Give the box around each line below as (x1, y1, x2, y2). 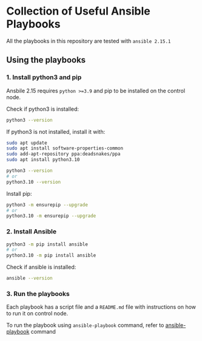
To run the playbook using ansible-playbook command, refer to (6, 322, 164, 329)
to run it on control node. (6, 310, 69, 317)
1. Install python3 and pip (6, 73, 82, 81)
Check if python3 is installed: (6, 105, 79, 112)
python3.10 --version (6, 179, 61, 185)
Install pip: (6, 190, 32, 197)
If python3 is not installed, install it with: (6, 128, 106, 135)
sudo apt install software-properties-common (6, 145, 123, 151)
